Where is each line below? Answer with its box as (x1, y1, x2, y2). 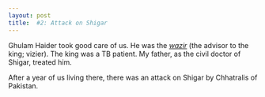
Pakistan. (8, 80, 39, 91)
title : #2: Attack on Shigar (8, 19, 108, 27)
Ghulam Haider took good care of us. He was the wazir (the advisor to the (8, 40, 249, 50)
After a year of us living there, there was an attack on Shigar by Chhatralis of (8, 73, 258, 82)
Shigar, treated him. (8, 57, 73, 67)
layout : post (8, 11, 51, 20)
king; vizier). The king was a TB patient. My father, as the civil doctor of (8, 49, 241, 58)
